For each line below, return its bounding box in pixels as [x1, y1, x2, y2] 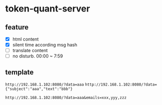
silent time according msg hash [12, 42, 78, 48]
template [5, 68, 34, 76]
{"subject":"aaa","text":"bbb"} [5, 86, 73, 91]
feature [5, 23, 29, 31]
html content [12, 36, 39, 42]
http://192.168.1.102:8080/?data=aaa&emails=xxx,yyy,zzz [5, 95, 127, 100]
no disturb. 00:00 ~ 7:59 [12, 53, 63, 59]
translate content [12, 47, 48, 53]
